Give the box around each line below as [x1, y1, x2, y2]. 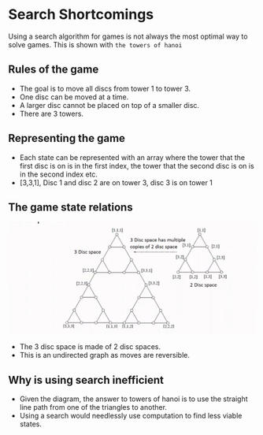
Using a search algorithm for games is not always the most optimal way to [8, 32, 248, 41]
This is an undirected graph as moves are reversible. [19, 351, 191, 360]
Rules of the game [8, 63, 99, 76]
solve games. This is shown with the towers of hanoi [8, 39, 183, 49]
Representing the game [8, 132, 126, 145]
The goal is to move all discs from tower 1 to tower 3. [19, 84, 191, 93]
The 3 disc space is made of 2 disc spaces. [19, 342, 161, 351]
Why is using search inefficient [8, 373, 164, 387]
